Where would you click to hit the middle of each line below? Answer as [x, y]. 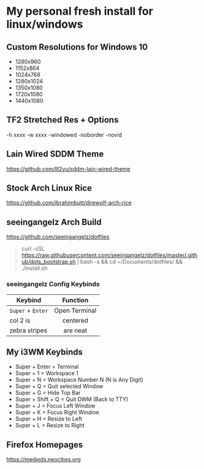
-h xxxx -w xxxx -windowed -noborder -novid [64, 135]
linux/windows [45, 24]
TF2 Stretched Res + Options [62, 120]
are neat [75, 330]
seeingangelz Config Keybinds [53, 284]
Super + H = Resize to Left [49, 419]
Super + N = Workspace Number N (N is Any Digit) [79, 380]
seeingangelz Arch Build [54, 222]
